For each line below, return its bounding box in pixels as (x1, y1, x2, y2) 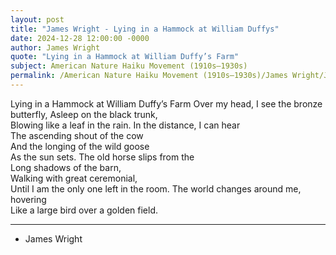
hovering (10, 193, 47, 205)
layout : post (10, 14, 65, 25)
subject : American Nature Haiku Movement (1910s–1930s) (10, 61, 248, 71)
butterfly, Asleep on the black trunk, (10, 108, 158, 120)
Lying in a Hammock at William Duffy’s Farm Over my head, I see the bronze (10, 97, 323, 110)
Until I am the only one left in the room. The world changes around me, (10, 182, 302, 195)
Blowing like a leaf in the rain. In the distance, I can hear (10, 119, 241, 131)
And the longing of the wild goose (10, 140, 150, 152)
